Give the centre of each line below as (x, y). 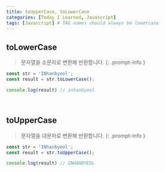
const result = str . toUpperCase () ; (51, 153)
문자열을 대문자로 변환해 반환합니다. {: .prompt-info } (83, 135)
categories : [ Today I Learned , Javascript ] (61, 17)
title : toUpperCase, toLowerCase (48, 12)
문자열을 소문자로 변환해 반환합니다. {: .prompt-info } (83, 62)
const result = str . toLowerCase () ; (51, 79)
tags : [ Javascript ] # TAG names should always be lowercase (83, 23)
